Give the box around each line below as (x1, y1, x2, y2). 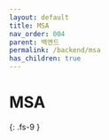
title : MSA (9, 21, 50, 30)
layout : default (9, 12, 69, 22)
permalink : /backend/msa (9, 46, 101, 55)
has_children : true (9, 54, 82, 63)
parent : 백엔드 (9, 37, 60, 47)
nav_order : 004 (9, 29, 66, 38)
